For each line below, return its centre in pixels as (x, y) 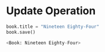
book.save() (21, 32)
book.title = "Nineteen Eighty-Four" (53, 27)
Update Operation (51, 11)
